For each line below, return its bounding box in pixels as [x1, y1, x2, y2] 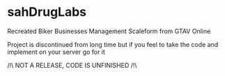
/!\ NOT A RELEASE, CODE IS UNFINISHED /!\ [7, 61, 137, 69]
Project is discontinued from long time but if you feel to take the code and [7, 40, 219, 48]
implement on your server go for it [7, 48, 106, 56]
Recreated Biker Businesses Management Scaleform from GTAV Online [7, 27, 211, 35]
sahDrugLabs [7, 4, 87, 20]
